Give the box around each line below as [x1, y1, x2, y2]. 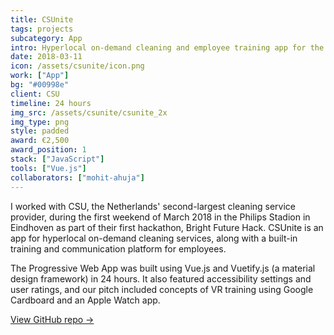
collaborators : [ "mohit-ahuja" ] [10, 172, 145, 183]
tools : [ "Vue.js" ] [10, 163, 87, 173]
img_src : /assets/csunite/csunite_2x [10, 107, 168, 118]
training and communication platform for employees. [10, 242, 227, 255]
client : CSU [10, 89, 60, 99]
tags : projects [10, 24, 74, 34]
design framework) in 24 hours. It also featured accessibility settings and [10, 272, 312, 285]
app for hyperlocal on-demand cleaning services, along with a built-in [10, 232, 298, 244]
